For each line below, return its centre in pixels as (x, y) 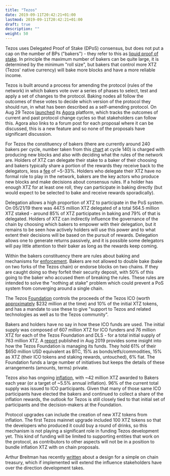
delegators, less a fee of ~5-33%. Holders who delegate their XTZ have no (83, 171)
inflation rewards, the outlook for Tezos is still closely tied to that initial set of (85, 399)
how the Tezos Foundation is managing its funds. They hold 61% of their (81, 346)
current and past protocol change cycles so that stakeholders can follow (81, 118)
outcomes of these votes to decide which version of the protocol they (78, 102)
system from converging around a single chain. (55, 288)
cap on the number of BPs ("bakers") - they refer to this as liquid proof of (82, 54)
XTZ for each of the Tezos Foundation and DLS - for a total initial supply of (83, 335)
